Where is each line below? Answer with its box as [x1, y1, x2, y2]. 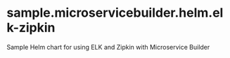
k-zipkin [6, 20, 56, 36]
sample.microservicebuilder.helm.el [6, 5, 224, 21]
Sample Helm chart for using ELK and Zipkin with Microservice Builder [6, 43, 210, 51]
